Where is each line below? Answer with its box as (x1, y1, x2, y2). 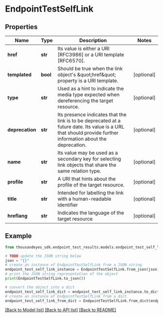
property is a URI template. (57, 78, 118, 84)
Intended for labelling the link (57, 190, 124, 196)
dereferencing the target (57, 97, 113, 104)
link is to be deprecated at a (57, 117, 121, 124)
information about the (57, 136, 107, 142)
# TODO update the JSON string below (5, 254, 81, 258)
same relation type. (57, 168, 101, 174)
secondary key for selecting (57, 156, 121, 162)
